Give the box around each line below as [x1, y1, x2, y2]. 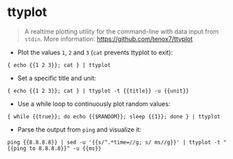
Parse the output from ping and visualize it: [17, 125, 142, 133]
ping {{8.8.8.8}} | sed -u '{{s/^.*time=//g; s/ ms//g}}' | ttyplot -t [7, 139, 220, 146]
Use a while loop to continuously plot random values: [17, 99, 171, 108]
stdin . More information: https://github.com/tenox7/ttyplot [24, 34, 193, 43]
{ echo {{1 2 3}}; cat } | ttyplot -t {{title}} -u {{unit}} [7, 87, 190, 94]
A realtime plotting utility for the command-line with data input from [24, 27, 219, 36]
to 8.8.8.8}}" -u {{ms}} [29, 144, 101, 152]
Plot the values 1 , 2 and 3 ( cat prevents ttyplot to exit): [17, 48, 174, 56]
